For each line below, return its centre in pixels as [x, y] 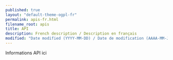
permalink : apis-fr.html [32, 19]
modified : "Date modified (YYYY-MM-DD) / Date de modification [75, 39]
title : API [17, 29]
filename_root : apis [28, 24]
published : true [23, 10]
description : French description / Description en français [71, 34]
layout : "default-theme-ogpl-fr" [41, 15]
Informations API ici [26, 53]
